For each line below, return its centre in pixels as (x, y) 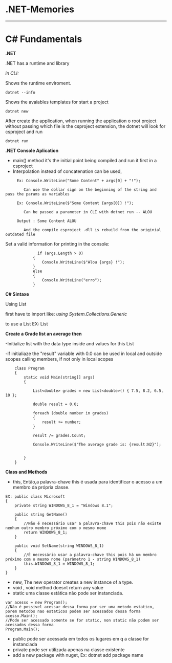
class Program (29, 368)
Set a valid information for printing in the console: (57, 244)
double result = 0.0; (56, 404)
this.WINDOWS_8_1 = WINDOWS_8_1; (59, 564)
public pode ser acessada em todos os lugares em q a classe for (81, 638)
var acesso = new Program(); (36, 602)
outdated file (20, 234)
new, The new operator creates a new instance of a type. (73, 582)
